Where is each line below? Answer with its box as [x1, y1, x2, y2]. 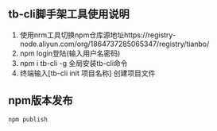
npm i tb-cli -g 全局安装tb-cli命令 [19, 58, 128, 67]
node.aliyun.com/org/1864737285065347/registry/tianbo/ [19, 39, 210, 48]
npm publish [8, 115, 48, 123]
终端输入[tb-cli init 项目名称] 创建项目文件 [19, 68, 156, 78]
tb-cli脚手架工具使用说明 [8, 7, 130, 21]
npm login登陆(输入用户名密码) [19, 48, 121, 58]
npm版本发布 [8, 94, 73, 107]
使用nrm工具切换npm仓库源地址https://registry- [19, 30, 176, 40]
